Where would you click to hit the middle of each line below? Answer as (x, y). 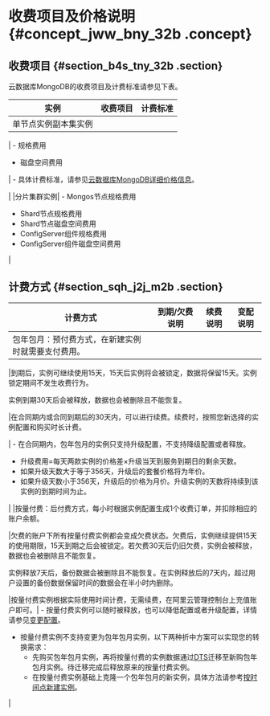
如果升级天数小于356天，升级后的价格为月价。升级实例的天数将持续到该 (139, 481)
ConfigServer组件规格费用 (63, 233)
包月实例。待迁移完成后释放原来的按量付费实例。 (113, 667)
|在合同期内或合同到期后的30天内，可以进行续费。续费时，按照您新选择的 (130, 417)
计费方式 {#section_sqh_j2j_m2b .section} (116, 287)
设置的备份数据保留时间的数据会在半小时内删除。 (96, 583)
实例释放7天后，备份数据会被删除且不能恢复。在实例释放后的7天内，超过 (129, 572)
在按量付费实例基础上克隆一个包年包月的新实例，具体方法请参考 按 (141, 677)
